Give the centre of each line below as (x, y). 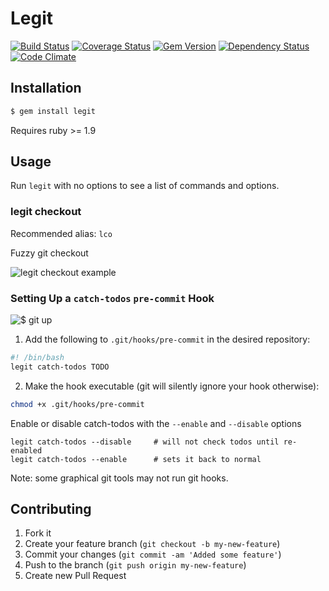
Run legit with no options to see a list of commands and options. (145, 186)
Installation (46, 88)
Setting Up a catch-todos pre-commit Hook (112, 298)
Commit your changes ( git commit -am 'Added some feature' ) (153, 554)
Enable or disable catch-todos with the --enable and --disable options (156, 423)
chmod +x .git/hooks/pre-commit (77, 404)
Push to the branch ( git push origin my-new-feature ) (135, 565)
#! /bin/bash (37, 358)
